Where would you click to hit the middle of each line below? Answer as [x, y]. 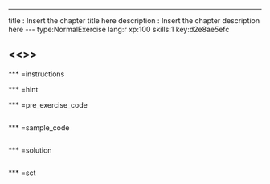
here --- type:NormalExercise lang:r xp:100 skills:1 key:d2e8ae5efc [119, 29]
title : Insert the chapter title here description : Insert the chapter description [134, 20]
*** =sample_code [39, 127]
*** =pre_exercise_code [48, 104]
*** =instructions [37, 74]
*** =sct [22, 173]
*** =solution [30, 150]
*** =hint [23, 89]
